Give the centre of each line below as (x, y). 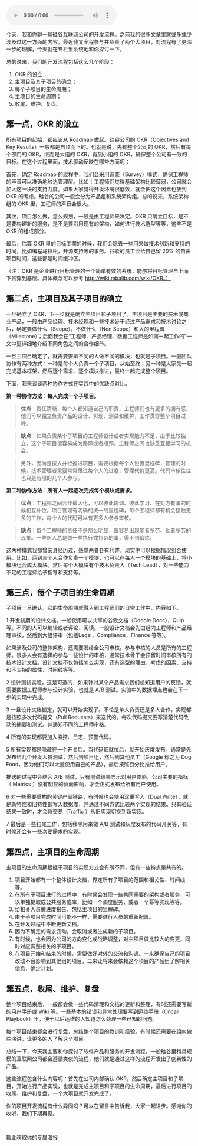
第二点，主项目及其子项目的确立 (64, 298)
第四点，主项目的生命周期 (52, 852)
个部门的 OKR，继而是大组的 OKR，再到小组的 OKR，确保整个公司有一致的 (97, 154)
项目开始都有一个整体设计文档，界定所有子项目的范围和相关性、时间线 (100, 880)
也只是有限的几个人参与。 (52, 478)
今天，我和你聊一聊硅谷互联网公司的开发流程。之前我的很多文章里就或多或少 (99, 34)
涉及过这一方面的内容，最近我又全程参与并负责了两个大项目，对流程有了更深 (99, 42)
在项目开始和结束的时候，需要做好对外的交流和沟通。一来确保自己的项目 (102, 954)
